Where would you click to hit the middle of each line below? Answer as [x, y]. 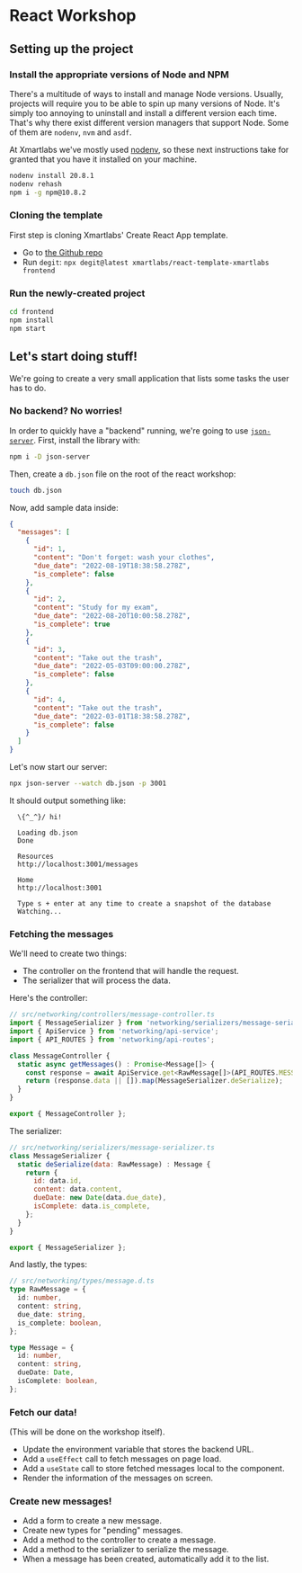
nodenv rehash [36, 184]
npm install [31, 320]
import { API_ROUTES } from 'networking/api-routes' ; [112, 1040]
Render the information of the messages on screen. [118, 1478]
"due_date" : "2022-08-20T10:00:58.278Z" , [112, 616]
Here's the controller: [49, 998]
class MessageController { [60, 1056]
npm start [28, 328]
